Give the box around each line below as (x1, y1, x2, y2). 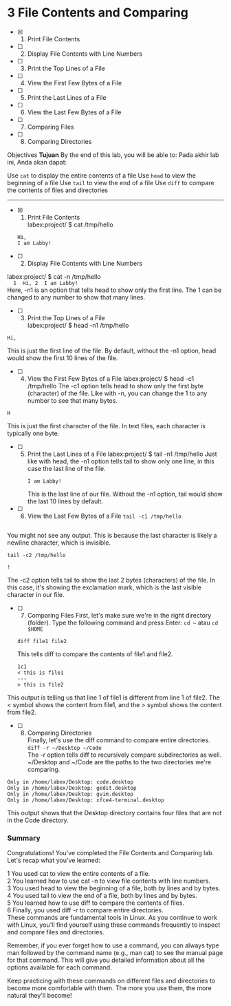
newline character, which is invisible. (7, 538, 111, 547)
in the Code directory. (7, 816, 69, 824)
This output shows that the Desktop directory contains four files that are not (7, 808, 222, 817)
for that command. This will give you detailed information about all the (7, 956, 205, 965)
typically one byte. (7, 429, 60, 437)
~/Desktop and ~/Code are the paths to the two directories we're (27, 757, 212, 766)
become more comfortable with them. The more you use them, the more (7, 984, 212, 992)
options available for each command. (7, 963, 112, 972)
